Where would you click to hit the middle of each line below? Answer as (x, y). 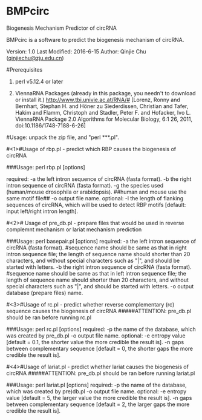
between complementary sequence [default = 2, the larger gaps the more (98, 404)
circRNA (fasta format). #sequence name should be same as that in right (96, 248)
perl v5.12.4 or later (39, 81)
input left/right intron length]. (42, 211)
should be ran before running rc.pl (49, 317)
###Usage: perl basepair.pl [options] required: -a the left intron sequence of (101, 241)
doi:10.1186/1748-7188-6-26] (50, 125)
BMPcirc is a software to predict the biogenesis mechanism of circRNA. (95, 39)
